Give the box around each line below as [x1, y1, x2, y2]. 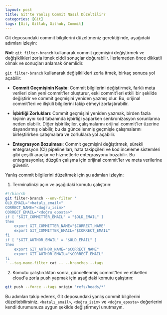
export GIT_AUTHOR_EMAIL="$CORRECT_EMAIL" [14, 251, 104, 256]
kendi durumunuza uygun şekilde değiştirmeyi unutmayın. [5, 304, 124, 310]
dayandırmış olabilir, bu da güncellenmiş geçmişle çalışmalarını [12, 126, 142, 132]
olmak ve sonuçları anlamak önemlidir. [5, 60, 84, 66]
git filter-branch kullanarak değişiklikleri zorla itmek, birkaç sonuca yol [5, 70, 156, 76]
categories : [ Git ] [5, 16, 43, 21]
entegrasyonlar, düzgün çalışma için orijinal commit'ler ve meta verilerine [12, 157, 163, 163]
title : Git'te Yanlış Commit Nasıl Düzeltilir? [5, 12, 106, 17]
